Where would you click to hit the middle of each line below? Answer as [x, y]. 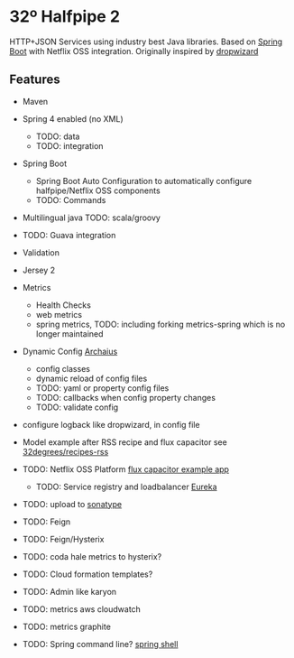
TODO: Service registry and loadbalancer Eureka [127, 487]
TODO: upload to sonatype [72, 504]
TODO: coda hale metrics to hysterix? [92, 556]
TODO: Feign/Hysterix [63, 539]
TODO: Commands [71, 199]
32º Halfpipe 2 [64, 17]
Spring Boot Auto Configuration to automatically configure [144, 181]
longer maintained [69, 334]
